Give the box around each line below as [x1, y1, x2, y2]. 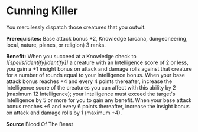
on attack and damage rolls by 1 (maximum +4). [6, 109, 122, 116]
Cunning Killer [6, 4, 78, 18]
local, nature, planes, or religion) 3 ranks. [6, 41, 106, 48]
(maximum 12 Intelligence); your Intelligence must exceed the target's [6, 90, 176, 97]
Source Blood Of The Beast [6, 120, 73, 127]
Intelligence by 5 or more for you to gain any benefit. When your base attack [6, 96, 192, 104]
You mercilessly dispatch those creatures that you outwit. [6, 24, 146, 31]
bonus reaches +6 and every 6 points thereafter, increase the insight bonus [6, 103, 190, 110]
